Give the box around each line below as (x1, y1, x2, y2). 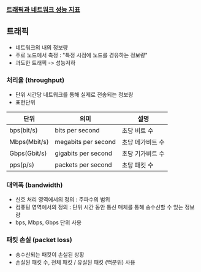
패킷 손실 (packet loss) (6, 236, 72, 244)
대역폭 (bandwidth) (6, 181, 63, 189)
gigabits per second (55, 149, 112, 157)
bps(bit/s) (9, 126, 38, 135)
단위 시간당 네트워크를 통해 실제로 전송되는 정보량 (15, 91, 134, 99)
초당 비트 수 (121, 127, 154, 135)
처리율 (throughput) (6, 75, 65, 84)
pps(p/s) (9, 161, 35, 169)
